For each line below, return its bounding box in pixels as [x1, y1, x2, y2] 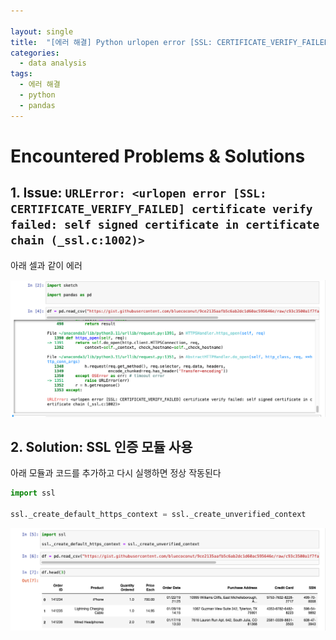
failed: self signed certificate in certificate [10, 218, 320, 232]
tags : [10, 69, 33, 79]
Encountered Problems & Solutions [10, 145, 306, 167]
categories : [10, 48, 60, 58]
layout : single [10, 26, 74, 37]
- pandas [19, 100, 56, 110]
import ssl [10, 488, 56, 499]
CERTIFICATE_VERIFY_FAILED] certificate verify [10, 202, 313, 217]
